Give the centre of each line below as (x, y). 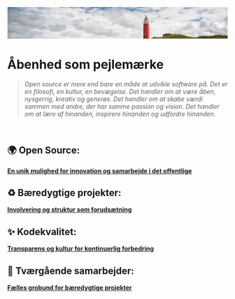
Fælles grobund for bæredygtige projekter (70, 288)
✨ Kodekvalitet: (42, 232)
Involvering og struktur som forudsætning (70, 210)
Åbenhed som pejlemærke (86, 65)
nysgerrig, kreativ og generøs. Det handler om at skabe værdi (113, 99)
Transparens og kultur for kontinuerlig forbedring (81, 248)
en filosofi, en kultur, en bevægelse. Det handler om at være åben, (120, 91)
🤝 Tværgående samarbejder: (71, 271)
